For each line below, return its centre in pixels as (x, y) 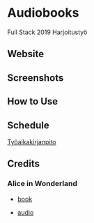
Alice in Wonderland (42, 184)
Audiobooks (43, 13)
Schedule (29, 125)
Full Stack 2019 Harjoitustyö (47, 32)
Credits (24, 164)
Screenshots (36, 78)
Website (25, 54)
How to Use (33, 101)
